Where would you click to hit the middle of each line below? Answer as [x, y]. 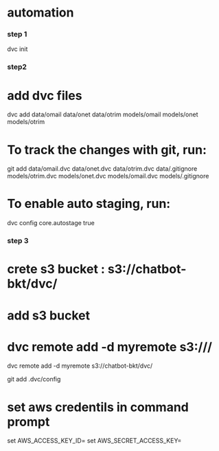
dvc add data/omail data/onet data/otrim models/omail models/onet [103, 114]
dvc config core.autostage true [51, 223]
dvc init [18, 49]
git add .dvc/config [34, 379]
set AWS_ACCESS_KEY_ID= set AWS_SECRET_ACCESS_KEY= [94, 441]
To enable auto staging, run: [89, 204]
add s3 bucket [49, 315]
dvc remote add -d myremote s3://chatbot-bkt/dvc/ [80, 366]
